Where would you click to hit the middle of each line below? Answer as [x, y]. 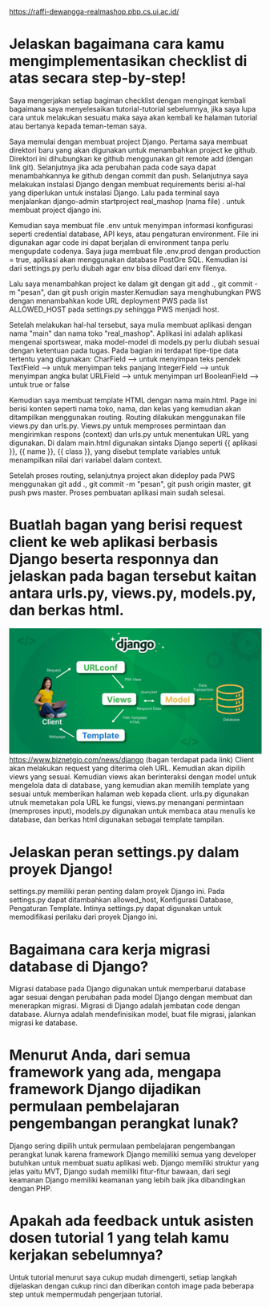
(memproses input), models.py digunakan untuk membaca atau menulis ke [132, 811]
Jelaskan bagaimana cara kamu [117, 44]
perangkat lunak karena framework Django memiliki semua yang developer [133, 1154]
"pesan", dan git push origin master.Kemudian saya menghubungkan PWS [139, 292]
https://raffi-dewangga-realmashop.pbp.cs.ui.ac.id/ [94, 12]
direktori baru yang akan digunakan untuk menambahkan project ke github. [133, 150]
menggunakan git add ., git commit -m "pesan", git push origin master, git [130, 484]
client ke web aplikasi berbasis [114, 542]
